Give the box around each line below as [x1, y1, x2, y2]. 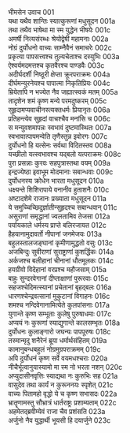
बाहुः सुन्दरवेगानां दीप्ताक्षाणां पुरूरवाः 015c [8, 274, 109, 283]
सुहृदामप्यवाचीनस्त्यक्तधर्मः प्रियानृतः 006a [8, 105, 111, 114]
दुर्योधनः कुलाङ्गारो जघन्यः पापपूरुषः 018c [8, 327, 111, 336]
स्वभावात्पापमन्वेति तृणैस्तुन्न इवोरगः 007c [8, 132, 108, 141]
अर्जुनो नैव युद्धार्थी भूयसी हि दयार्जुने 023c [8, 416, 111, 425]
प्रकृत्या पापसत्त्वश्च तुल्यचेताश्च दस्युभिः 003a [8, 52, 120, 61]
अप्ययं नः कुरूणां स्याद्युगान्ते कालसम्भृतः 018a [8, 318, 121, 327]
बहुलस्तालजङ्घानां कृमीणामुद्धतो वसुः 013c [8, 238, 114, 248]
